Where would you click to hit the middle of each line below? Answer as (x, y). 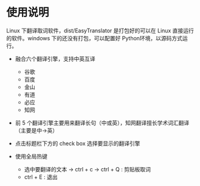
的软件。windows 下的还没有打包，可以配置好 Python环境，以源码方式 (95, 38)
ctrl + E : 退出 (41, 177)
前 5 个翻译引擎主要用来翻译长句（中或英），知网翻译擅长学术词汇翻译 (102, 123)
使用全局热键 (31, 156)
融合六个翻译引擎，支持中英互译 (55, 59)
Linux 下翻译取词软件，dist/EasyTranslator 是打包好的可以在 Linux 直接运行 (100, 30)
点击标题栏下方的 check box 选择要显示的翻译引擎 (78, 143)
